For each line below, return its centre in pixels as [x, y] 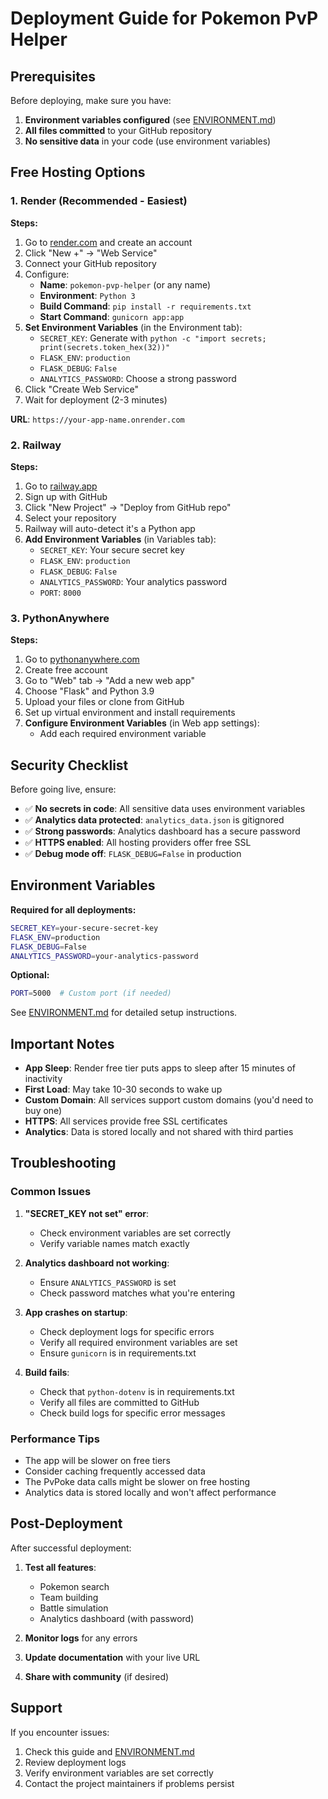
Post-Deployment [66, 1523]
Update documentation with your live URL [112, 1657]
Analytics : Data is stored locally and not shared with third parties [159, 1132]
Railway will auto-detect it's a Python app [110, 528]
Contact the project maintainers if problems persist [129, 1783]
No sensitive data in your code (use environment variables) [148, 141]
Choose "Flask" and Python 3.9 [89, 691]
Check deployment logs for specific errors [127, 1331]
